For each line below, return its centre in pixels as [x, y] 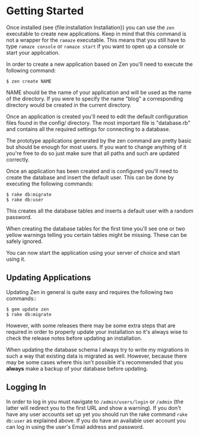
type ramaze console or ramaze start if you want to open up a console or [95, 46]
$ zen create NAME [29, 81]
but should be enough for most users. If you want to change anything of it [97, 147]
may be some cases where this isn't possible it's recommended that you [94, 362]
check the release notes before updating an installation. [74, 338]
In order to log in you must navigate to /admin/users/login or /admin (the [95, 402]
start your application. [33, 52]
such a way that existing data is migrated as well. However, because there [97, 356]
